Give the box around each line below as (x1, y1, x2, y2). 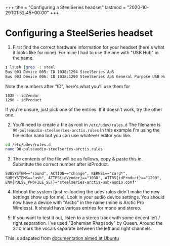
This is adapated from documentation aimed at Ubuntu (5, 235, 119, 241)
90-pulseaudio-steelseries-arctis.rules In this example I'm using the (12, 127, 160, 133)
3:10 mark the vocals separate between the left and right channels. (12, 225, 152, 232)
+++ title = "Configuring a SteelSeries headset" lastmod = (5, 5, 126, 10)
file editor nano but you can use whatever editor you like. (12, 132, 132, 138)
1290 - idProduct (5, 97, 42, 103)
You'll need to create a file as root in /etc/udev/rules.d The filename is (12, 121, 161, 128)
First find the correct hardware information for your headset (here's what (12, 44, 164, 50)
